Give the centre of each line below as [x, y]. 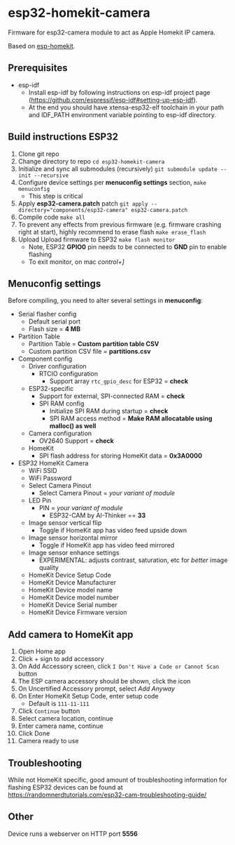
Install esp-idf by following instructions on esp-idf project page [119, 92]
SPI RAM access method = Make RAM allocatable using [131, 418]
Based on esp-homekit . [42, 46]
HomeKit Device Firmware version [78, 613]
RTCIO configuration [69, 374]
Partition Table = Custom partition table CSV [94, 344]
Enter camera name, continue [60, 726]
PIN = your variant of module [81, 508]
